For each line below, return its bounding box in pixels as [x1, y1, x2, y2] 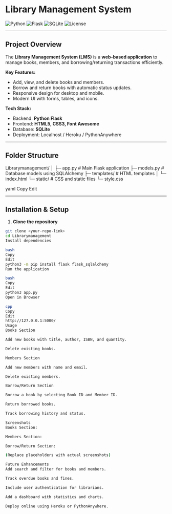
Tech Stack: [5, 105, 32, 111]
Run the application [5, 266, 50, 272]
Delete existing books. [5, 346, 56, 351]
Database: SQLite [12, 126, 50, 132]
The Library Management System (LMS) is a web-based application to [5, 54, 158, 60]
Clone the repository [12, 219, 58, 225]
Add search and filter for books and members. [5, 467, 106, 472]
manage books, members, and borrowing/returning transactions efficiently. [5, 59, 164, 65]
